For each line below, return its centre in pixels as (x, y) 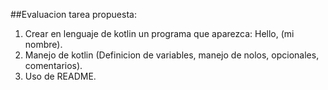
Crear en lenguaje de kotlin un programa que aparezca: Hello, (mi (159, 33)
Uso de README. (60, 76)
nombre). (43, 44)
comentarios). (53, 65)
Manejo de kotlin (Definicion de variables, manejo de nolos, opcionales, (172, 55)
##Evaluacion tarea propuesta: (73, 14)
